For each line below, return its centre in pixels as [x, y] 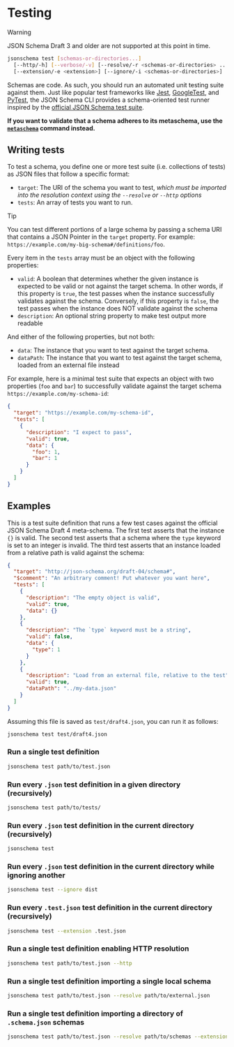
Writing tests [36, 150]
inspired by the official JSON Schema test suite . [76, 107]
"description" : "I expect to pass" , [79, 432]
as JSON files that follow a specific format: [69, 174]
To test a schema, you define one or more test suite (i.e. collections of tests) [117, 167]
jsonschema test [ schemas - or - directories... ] [74, 58]
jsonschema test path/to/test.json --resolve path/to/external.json [109, 995]
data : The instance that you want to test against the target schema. [114, 350]
